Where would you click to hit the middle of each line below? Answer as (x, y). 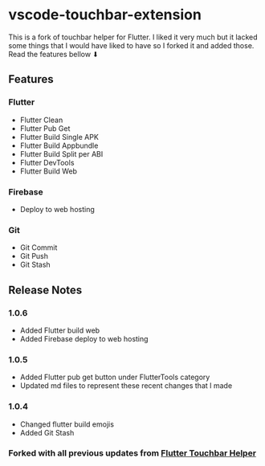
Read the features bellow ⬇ (53, 54)
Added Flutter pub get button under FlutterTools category (115, 377)
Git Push (34, 256)
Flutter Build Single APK (59, 137)
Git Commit (39, 247)
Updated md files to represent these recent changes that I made (126, 386)
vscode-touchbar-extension (105, 15)
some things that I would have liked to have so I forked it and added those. (131, 45)
